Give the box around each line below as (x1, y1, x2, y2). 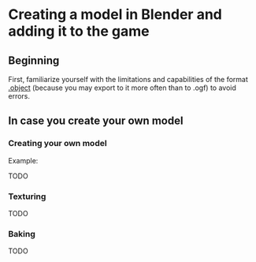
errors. (8, 92, 30, 100)
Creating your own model (8, 138, 108, 149)
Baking (8, 228, 35, 239)
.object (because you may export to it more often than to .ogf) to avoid (8, 83, 236, 92)
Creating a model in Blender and (8, 6, 222, 24)
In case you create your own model (8, 114, 184, 128)
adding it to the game (8, 22, 150, 40)
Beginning (8, 54, 60, 67)
